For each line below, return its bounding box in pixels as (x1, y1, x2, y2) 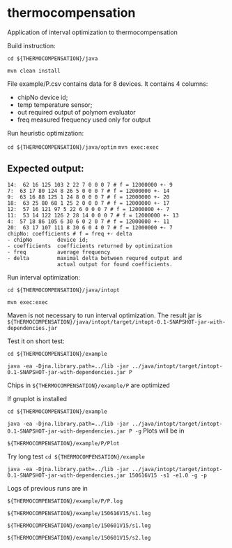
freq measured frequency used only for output (17, 115, 151, 124)
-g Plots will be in (134, 426, 185, 435)
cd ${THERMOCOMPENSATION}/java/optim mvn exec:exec (7, 143, 159, 151)
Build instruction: (7, 41, 56, 50)
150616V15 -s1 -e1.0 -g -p (128, 472, 208, 479)
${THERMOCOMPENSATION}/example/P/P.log (7, 498, 123, 505)
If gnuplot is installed (7, 394, 68, 403)
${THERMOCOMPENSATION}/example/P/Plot (7, 440, 120, 447)
